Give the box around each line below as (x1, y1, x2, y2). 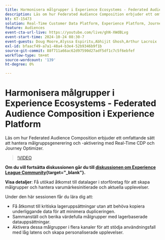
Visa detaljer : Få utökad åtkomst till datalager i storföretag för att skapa (5, 179, 150, 185)
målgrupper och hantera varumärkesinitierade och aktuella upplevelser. (5, 185, 150, 190)
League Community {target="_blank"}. (5, 170, 86, 176)
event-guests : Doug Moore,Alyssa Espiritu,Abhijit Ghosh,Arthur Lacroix (5, 39, 157, 44)
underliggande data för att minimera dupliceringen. (12, 209, 115, 214)
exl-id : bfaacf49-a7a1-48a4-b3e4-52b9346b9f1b (5, 44, 102, 49)
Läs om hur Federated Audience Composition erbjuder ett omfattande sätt (5, 135, 155, 141)
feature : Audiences (5, 26, 45, 30)
